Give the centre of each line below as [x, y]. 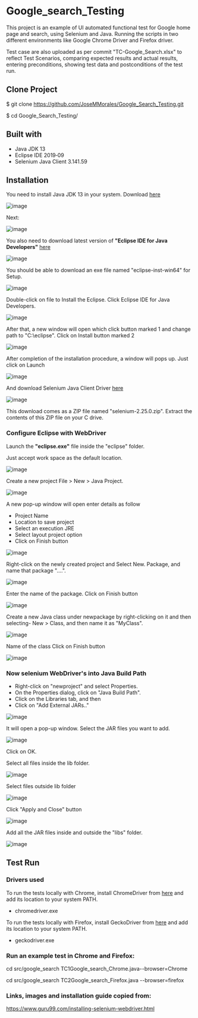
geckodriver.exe [34, 940]
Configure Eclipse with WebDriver [56, 433]
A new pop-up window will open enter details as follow [73, 504]
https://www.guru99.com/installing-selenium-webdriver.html [80, 1009]
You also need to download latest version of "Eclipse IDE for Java [87, 241]
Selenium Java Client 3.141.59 [51, 161]
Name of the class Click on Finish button [56, 646]
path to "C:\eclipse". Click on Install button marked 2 [70, 336]
